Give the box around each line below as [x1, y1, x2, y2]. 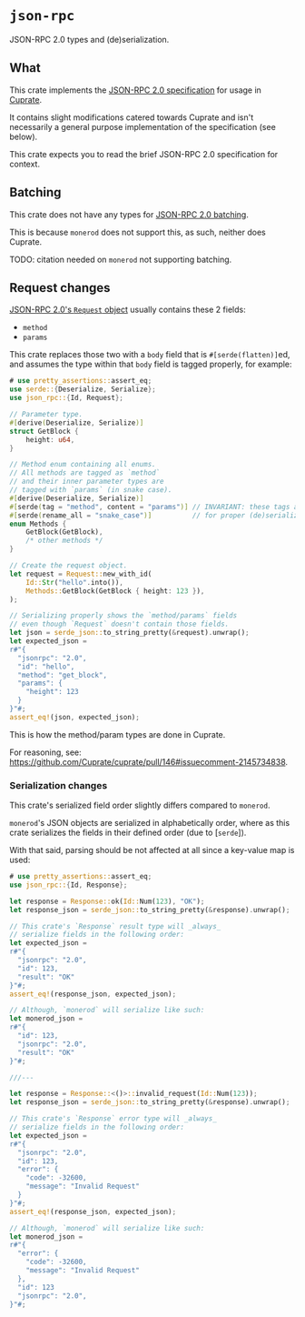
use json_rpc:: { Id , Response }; [9, 880, 128, 890]
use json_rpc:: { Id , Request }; [9, 394, 124, 403]
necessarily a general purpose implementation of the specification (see [9, 121, 277, 132]
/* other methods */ [25, 536, 103, 546]
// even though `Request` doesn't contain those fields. [9, 619, 230, 629]
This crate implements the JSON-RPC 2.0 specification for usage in [9, 85, 261, 96]
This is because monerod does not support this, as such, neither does [9, 226, 266, 237]
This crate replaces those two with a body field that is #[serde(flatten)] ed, [9, 349, 290, 360]
